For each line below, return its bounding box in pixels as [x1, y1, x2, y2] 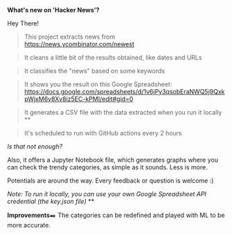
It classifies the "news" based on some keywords [24, 67, 165, 75]
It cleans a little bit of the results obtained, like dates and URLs [24, 53, 202, 62]
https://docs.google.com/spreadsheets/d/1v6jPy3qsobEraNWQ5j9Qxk [24, 88, 225, 95]
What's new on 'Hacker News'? [7, 6, 100, 14]
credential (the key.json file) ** [7, 197, 95, 205]
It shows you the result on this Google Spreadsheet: [24, 80, 172, 88]
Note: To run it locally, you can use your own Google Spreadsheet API [7, 190, 206, 198]
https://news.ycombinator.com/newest [24, 40, 135, 48]
